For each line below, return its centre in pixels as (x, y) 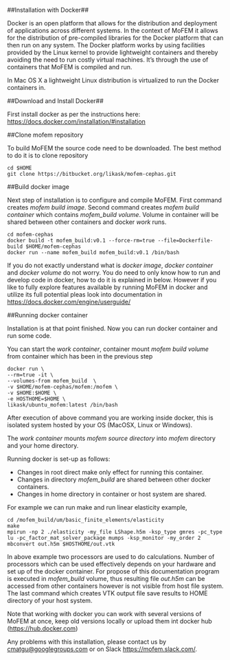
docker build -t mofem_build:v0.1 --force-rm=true (81, 240)
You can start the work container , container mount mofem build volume (108, 349)
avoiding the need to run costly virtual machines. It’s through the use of (108, 60)
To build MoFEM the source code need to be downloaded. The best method (114, 148)
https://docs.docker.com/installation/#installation (77, 122)
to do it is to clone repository (48, 155)
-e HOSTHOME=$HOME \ (37, 399)
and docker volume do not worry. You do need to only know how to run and (114, 273)
